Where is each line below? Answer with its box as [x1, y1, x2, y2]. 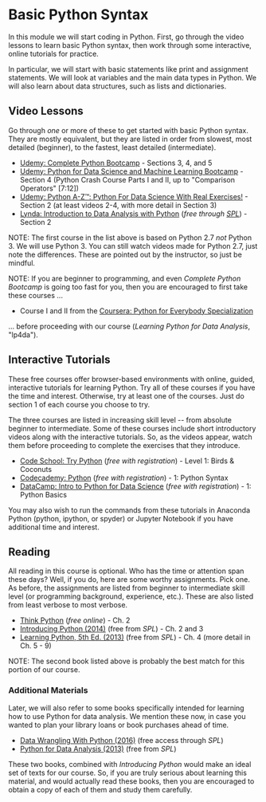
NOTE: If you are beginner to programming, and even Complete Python [8, 273, 241, 283]
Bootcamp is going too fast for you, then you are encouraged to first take [8, 281, 248, 292]
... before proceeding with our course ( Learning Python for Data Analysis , [8, 321, 251, 331]
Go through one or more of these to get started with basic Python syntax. [8, 125, 248, 135]
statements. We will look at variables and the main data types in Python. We [8, 73, 257, 82]
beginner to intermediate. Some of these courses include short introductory [8, 423, 256, 433]
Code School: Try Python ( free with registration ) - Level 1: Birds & [19, 456, 235, 466]
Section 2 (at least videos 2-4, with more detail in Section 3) [19, 200, 217, 210]
